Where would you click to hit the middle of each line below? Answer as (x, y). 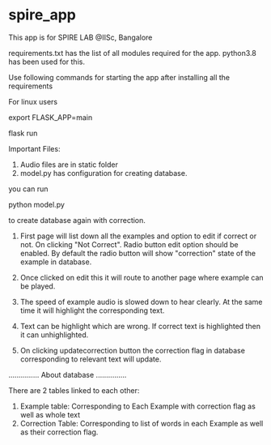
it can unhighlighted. (54, 335)
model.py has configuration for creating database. (104, 173)
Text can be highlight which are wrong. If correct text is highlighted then (140, 326)
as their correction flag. (59, 432)
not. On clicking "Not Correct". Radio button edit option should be (129, 244)
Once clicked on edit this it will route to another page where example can (142, 277)
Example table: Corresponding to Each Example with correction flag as (138, 406)
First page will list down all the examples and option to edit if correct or (138, 236)
